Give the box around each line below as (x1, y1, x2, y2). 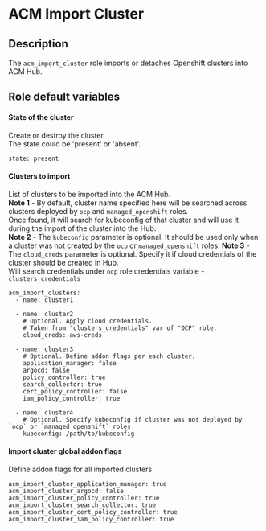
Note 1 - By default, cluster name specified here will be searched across (8, 198, 248, 208)
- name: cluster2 (15, 310, 74, 318)
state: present (8, 154, 59, 163)
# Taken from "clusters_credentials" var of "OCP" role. (23, 323, 218, 332)
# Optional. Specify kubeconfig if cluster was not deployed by (23, 415, 243, 423)
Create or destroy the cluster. (8, 130, 106, 140)
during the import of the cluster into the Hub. (8, 223, 157, 233)
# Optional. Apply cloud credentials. (23, 317, 153, 325)
